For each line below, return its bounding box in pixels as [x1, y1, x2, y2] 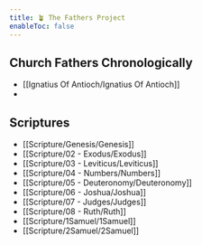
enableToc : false [9, 22, 75, 31]
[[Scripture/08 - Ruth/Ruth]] [22, 206, 126, 217]
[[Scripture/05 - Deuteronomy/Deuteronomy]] [22, 177, 192, 188]
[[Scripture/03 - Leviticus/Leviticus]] [22, 158, 159, 169]
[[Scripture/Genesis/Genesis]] [22, 139, 135, 150]
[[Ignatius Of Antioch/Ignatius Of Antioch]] [22, 79, 180, 90]
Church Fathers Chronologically [9, 55, 193, 71]
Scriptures [9, 115, 70, 130]
